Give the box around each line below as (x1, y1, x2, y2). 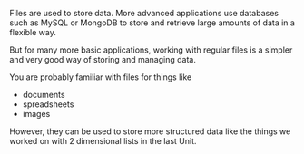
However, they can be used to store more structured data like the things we (9, 126, 291, 137)
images (22, 109, 51, 119)
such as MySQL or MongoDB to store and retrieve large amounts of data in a (9, 17, 295, 28)
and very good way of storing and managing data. (9, 54, 197, 64)
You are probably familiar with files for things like (9, 72, 192, 82)
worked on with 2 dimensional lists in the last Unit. (9, 136, 197, 146)
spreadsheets (22, 99, 74, 110)
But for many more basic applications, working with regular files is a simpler (9, 44, 293, 55)
